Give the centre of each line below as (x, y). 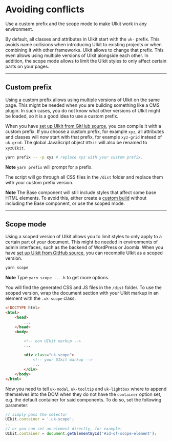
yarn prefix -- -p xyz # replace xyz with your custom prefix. (74, 157)
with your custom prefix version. (39, 182)
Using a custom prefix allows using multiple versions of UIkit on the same (83, 100)
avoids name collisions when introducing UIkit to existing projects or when (84, 44)
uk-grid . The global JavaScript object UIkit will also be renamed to (76, 142)
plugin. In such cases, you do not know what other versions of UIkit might (83, 110)
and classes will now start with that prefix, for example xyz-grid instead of (84, 137)
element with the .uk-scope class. (40, 298)
